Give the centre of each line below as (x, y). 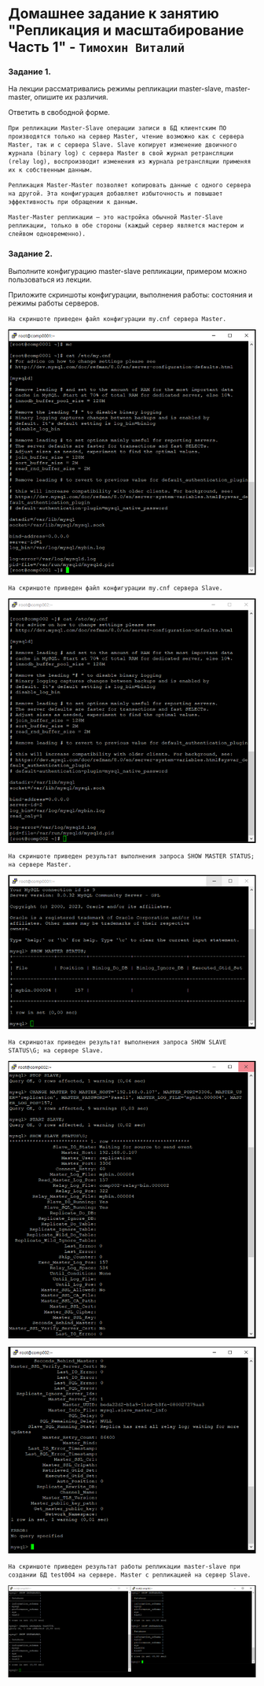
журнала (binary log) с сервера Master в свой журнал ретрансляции (121, 153)
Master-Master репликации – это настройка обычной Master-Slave (115, 217)
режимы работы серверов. (54, 303)
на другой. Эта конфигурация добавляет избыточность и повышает (115, 194)
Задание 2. (31, 254)
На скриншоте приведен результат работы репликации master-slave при (125, 1566)
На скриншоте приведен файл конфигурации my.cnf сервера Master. (117, 319)
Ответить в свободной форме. (59, 113)
